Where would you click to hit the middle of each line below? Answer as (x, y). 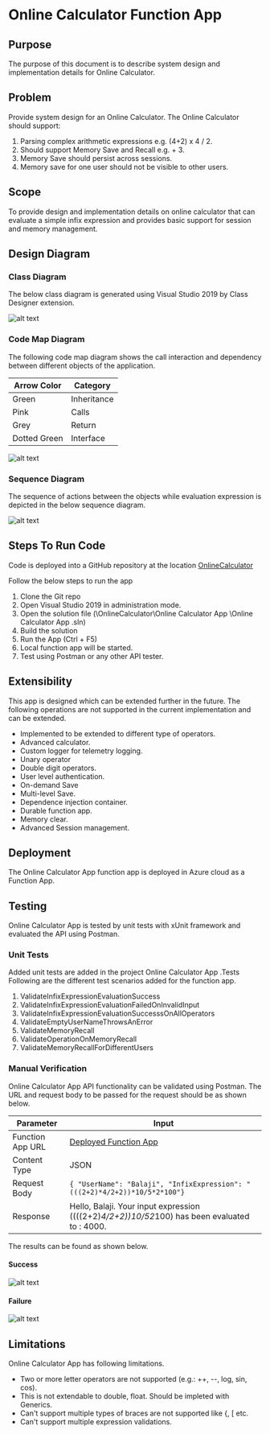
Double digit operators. (58, 768)
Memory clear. (44, 819)
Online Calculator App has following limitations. (86, 1363)
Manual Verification (48, 1069)
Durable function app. (56, 810)
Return (84, 425)
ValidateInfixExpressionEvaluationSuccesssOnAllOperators (117, 1014)
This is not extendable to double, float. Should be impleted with (125, 1396)
